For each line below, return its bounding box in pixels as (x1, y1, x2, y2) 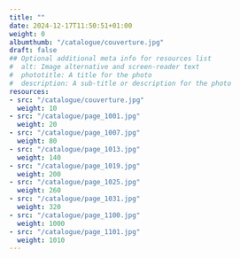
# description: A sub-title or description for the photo (9, 79, 232, 88)
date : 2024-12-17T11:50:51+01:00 (9, 21, 133, 30)
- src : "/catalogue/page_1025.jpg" (9, 178, 141, 187)
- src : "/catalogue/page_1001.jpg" (9, 112, 141, 121)
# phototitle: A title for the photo (9, 71, 152, 80)
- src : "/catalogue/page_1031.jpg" (9, 194, 141, 204)
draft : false (9, 46, 58, 55)
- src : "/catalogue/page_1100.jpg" (9, 210, 141, 220)
